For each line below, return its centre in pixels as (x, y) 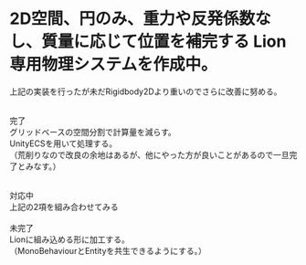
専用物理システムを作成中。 (113, 64)
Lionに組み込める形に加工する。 (69, 239)
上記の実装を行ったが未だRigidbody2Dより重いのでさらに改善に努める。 (146, 91)
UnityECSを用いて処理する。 (63, 143)
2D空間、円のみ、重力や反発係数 (132, 19)
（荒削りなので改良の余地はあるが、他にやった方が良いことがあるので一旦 (149, 154)
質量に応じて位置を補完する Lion (164, 42)
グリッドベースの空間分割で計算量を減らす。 (93, 132)
